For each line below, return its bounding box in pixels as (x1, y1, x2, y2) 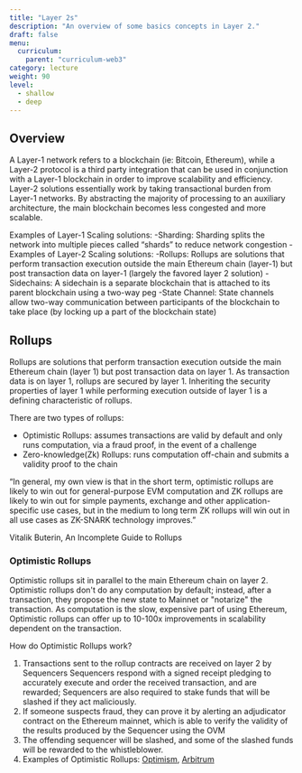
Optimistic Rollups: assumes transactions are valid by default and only (22, 430, 283, 441)
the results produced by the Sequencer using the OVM (22, 725, 225, 736)
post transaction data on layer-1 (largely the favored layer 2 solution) (9, 268, 264, 279)
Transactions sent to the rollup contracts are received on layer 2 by (22, 658, 272, 669)
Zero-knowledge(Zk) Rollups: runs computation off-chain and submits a (22, 449, 289, 460)
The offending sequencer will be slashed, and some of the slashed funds (22, 735, 294, 746)
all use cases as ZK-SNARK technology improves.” (9, 515, 197, 525)
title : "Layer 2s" (9, 13, 78, 23)
